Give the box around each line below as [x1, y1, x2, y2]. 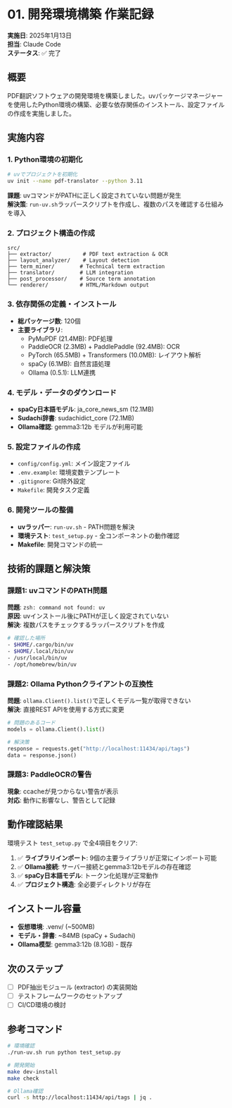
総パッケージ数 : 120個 [17, 317, 81, 325]
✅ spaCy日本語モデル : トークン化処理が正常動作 [17, 871, 159, 879]
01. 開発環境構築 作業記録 [7, 6, 154, 23]
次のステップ [7, 963, 63, 975]
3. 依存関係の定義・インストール [7, 299, 117, 309]
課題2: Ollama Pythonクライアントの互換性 [7, 678, 153, 688]
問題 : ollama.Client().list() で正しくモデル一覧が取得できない [7, 696, 191, 705]
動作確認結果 [7, 819, 63, 831]
